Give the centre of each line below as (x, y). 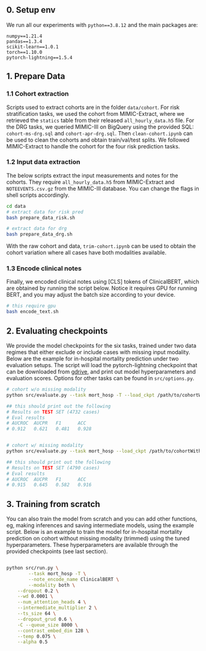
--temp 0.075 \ (37, 636)
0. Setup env (31, 10)
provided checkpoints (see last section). (57, 552)
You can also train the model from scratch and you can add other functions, (102, 519)
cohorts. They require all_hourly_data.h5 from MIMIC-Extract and (90, 182)
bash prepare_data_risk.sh (41, 218)
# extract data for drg (37, 229)
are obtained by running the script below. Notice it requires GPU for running (102, 288)
